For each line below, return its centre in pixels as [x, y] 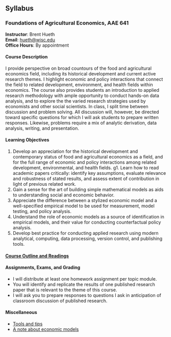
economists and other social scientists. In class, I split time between [77, 106]
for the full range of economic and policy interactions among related [84, 162]
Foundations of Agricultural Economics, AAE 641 [67, 23]
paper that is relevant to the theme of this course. [65, 290]
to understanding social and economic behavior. [63, 195]
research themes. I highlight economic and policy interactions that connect [84, 79]
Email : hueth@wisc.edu [30, 39]
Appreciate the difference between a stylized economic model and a [85, 201]
